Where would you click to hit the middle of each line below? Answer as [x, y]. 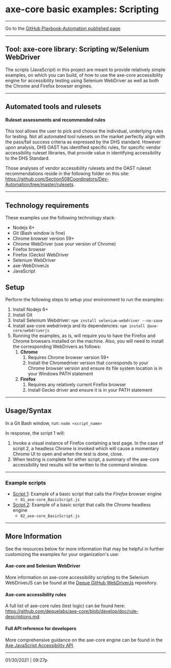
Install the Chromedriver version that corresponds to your [88, 363]
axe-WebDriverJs [31, 266]
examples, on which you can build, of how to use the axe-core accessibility [84, 75]
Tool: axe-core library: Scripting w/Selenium [77, 49]
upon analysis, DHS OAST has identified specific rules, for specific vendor [83, 147]
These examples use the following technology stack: [60, 218]
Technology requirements [47, 205]
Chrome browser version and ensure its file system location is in [95, 368]
